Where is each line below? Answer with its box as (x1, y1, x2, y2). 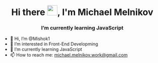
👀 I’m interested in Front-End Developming (10, 41, 98, 47)
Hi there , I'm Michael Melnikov (11, 6, 153, 18)
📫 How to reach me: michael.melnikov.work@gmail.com (10, 52, 128, 58)
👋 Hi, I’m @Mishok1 (10, 35, 50, 42)
